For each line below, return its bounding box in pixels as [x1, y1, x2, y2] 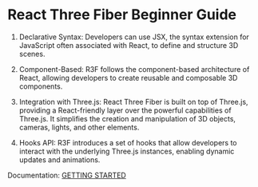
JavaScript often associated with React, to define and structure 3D [18, 40, 239, 50]
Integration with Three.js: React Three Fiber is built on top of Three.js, [18, 97, 248, 106]
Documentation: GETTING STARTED [7, 170, 127, 180]
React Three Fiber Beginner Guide [7, 6, 237, 24]
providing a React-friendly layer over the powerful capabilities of [18, 105, 232, 115]
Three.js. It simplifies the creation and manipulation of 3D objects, [18, 113, 236, 123]
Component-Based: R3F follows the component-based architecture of [18, 64, 250, 74]
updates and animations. [18, 154, 101, 165]
